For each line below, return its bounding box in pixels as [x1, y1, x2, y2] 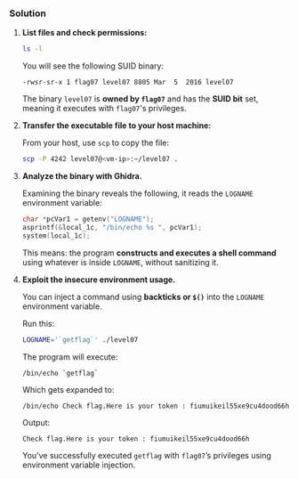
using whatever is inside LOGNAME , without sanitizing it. [21, 256, 220, 267]
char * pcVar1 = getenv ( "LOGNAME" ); [21, 215, 155, 224]
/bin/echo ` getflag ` [21, 369, 99, 378]
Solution [9, 7, 47, 20]
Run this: [21, 318, 55, 329]
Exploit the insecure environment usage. [21, 274, 176, 285]
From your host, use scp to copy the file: [21, 137, 169, 149]
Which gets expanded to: [21, 385, 115, 395]
